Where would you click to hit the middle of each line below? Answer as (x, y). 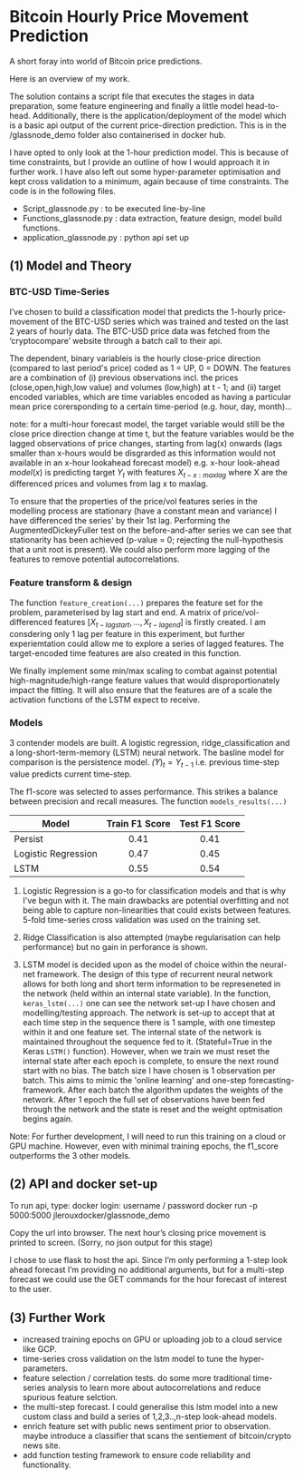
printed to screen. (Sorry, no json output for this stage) (111, 1243)
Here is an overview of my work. (70, 78)
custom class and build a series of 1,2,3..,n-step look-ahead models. (150, 1416)
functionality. (47, 1465)
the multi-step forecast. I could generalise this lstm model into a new (150, 1407)
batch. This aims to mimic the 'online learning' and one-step (134, 1080)
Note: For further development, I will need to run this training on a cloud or (148, 1136)
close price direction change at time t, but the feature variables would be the (152, 434)
